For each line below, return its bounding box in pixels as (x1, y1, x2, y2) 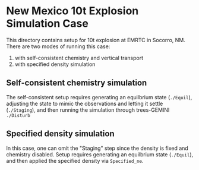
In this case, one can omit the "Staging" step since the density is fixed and (6, 144, 188, 152)
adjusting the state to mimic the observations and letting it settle (6, 100, 163, 107)
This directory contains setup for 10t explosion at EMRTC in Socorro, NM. (6, 36, 185, 43)
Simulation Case (6, 17, 89, 30)
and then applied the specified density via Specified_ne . (6, 157, 144, 164)
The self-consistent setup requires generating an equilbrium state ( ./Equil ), (6, 93, 192, 100)
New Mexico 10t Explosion (6, 4, 139, 18)
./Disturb (6, 112, 31, 118)
